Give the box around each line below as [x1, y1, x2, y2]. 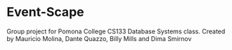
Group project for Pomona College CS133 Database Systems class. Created [6, 27, 226, 35]
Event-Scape [6, 4, 84, 20]
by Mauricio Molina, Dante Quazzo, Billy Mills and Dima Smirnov [6, 34, 192, 42]
